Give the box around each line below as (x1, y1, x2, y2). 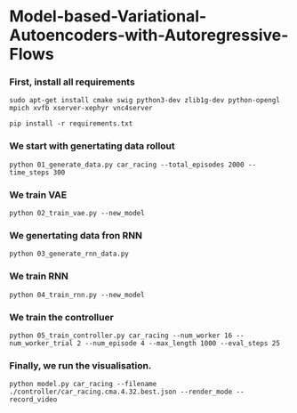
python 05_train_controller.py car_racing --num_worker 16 (9, 331, 233, 340)
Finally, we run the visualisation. (9, 359, 152, 371)
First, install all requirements (9, 76, 135, 88)
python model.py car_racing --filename (9, 380, 157, 389)
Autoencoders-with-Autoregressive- (9, 25, 289, 45)
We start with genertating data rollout (9, 140, 175, 152)
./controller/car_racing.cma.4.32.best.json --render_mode (9, 387, 233, 397)
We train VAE (9, 189, 68, 201)
